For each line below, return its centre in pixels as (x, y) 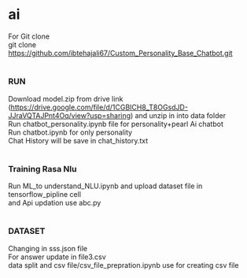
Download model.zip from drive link (66, 98)
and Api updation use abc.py (55, 203)
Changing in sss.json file (48, 248)
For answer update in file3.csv (57, 257)
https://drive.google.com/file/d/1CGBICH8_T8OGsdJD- (100, 107)
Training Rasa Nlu (42, 169)
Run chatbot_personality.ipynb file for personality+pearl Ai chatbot (116, 124)
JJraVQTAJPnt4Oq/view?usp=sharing (70, 115)
